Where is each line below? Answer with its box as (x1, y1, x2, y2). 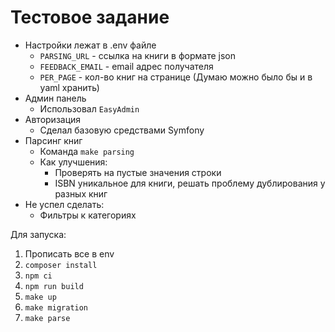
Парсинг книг (24, 134, 83, 146)
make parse (24, 313, 71, 323)
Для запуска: (10, 228, 67, 240)
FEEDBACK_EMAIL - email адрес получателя (39, 60, 214, 72)
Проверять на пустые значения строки (54, 166, 222, 178)
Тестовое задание (10, 6, 170, 29)
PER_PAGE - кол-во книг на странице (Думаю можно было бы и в (39, 71, 313, 83)
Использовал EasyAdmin (39, 102, 140, 115)
